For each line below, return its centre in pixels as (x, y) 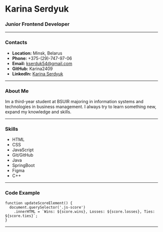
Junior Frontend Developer (37, 24)
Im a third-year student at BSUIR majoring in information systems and (74, 102)
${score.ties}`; (21, 216)
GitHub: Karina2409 (32, 69)
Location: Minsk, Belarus (37, 53)
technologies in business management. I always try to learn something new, (81, 107)
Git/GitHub (23, 155)
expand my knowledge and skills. (38, 112)
